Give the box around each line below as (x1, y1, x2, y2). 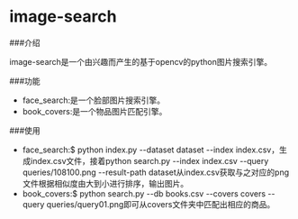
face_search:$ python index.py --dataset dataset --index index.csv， (22, 144, 280, 155)
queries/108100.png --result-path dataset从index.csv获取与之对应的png (22, 167, 290, 178)
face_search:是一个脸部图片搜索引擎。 (22, 95, 166, 105)
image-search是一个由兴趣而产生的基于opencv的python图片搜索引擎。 (9, 56, 273, 67)
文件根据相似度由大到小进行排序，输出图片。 (22, 178, 189, 188)
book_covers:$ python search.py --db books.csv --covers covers (22, 187, 266, 199)
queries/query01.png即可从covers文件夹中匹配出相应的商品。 (46, 198, 275, 209)
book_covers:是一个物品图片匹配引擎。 (22, 105, 167, 116)
